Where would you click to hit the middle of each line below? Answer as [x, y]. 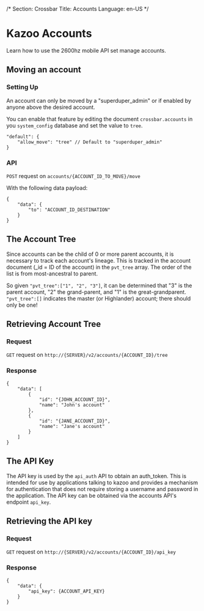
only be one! [22, 305]
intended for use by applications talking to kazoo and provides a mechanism [102, 482]
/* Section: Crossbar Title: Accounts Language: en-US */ [78, 9]
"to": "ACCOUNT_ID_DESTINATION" [70, 210]
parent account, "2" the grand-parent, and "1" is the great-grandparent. [96, 292]
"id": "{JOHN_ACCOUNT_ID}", [75, 399]
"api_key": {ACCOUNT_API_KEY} [67, 591]
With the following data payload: [47, 188]
